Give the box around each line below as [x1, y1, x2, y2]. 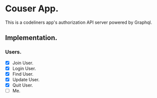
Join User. [12, 60, 34, 66]
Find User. [12, 71, 34, 77]
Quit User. [12, 82, 33, 88]
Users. [5, 49, 22, 55]
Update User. [12, 76, 40, 82]
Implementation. [5, 34, 58, 42]
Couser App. [5, 3, 59, 14]
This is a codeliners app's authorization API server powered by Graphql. [5, 19, 153, 25]
